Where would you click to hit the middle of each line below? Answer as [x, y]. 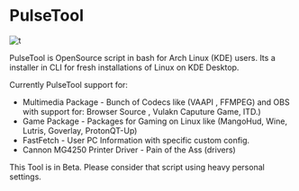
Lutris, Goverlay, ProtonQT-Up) [80, 130]
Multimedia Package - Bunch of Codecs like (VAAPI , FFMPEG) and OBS [156, 102]
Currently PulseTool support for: [69, 84]
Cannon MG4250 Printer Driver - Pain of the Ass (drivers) [129, 150]
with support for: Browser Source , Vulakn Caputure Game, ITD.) [141, 111]
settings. [26, 177]
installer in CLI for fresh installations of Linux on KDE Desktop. [124, 67]
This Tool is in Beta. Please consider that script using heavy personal [137, 167]
